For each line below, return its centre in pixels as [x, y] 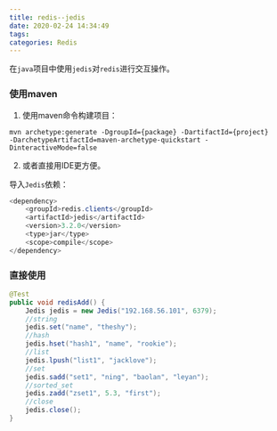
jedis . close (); [53, 411]
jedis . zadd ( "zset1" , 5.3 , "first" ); [94, 394]
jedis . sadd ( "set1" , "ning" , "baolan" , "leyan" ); [117, 377]
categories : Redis [43, 42]
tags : [19, 34]
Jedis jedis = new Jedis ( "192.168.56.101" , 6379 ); [121, 311]
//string [41, 319]
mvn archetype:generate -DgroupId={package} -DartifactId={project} [139, 132]
